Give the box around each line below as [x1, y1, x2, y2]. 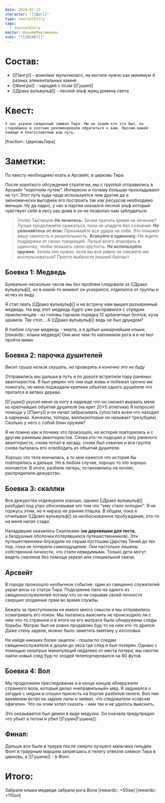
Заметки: [5, 155, 46, 167]
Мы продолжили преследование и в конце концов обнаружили [5, 680, 138, 686]
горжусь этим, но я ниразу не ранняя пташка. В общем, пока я [5, 508, 137, 514]
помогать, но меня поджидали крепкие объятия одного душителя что [5, 384, 152, 390]
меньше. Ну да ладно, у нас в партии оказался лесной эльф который [5, 202, 151, 208]
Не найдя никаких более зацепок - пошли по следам [5, 637, 116, 643]
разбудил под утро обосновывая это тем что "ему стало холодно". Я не [5, 503, 156, 509]
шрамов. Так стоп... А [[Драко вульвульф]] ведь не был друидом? [5, 317, 143, 323]
